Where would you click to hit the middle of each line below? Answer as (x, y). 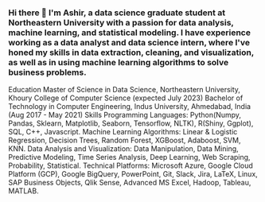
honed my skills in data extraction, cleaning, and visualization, (131, 52)
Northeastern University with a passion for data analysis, (121, 22)
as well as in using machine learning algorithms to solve (119, 62)
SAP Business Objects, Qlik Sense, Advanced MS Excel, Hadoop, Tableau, (130, 183)
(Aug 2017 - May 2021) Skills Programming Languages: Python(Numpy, (125, 115)
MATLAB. (23, 191)
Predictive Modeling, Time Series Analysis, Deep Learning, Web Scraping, (129, 157)
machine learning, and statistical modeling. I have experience (129, 33)
